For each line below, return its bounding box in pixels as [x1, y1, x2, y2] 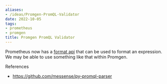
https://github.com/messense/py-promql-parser [12, 73, 112, 79]
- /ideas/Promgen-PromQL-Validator [5, 12, 80, 17]
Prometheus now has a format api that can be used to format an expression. [5, 48, 162, 55]
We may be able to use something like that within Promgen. [5, 54, 128, 60]
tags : [5, 21, 17, 26]
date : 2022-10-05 [5, 16, 42, 21]
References [5, 63, 29, 70]
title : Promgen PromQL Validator [5, 35, 75, 40]
